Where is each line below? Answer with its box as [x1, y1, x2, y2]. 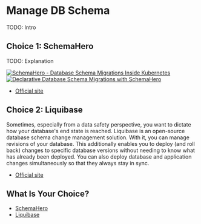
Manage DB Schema [6, 4, 110, 18]
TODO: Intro [6, 24, 36, 31]
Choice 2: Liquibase [6, 105, 83, 115]
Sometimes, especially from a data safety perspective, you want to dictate [6, 120, 192, 128]
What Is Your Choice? [6, 188, 90, 199]
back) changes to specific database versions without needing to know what [6, 147, 196, 154]
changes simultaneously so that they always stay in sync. [6, 159, 150, 166]
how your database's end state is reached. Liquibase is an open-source [6, 127, 185, 134]
